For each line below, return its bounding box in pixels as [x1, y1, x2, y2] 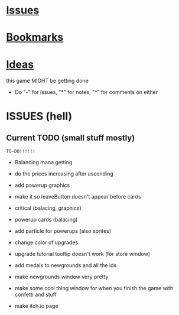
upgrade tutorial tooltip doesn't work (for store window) [14, 251, 151, 258]
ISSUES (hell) [6, 109, 73, 123]
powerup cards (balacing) [14, 216, 78, 223]
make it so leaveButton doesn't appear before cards [14, 193, 142, 200]
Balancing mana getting [14, 159, 73, 166]
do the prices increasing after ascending [14, 170, 113, 177]
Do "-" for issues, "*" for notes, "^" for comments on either [14, 89, 158, 96]
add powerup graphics [14, 181, 70, 189]
